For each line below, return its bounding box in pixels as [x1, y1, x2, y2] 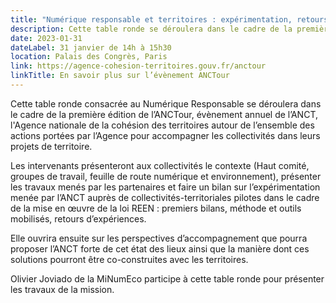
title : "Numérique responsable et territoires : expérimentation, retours [10, 14, 329, 25]
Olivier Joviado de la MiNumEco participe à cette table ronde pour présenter [10, 272, 325, 285]
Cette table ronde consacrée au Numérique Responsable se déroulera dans [10, 97, 322, 110]
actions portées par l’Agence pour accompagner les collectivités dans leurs [10, 129, 321, 141]
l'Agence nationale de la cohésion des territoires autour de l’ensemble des [10, 119, 315, 131]
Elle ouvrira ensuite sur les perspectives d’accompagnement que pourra [10, 232, 308, 244]
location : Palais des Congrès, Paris [10, 52, 168, 62]
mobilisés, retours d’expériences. [10, 212, 147, 225]
